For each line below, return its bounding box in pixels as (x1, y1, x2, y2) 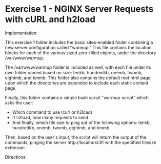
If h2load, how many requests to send (12, 114, 89, 120)
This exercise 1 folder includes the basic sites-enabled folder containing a (5, 39, 153, 45)
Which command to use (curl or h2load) (12, 109, 93, 115)
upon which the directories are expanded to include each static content (5, 80, 149, 86)
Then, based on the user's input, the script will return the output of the (5, 134, 147, 140)
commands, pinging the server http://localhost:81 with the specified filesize (5, 139, 157, 145)
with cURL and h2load (5, 14, 96, 25)
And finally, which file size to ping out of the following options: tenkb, (12, 120, 151, 125)
